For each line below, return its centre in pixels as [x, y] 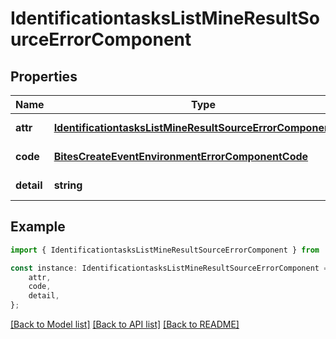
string [68, 185]
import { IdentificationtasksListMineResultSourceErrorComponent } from [165, 250]
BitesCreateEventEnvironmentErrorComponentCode [181, 156]
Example [38, 227]
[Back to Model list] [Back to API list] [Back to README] [125, 324]
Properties [44, 76]
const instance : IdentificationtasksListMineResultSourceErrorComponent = [169, 268]
